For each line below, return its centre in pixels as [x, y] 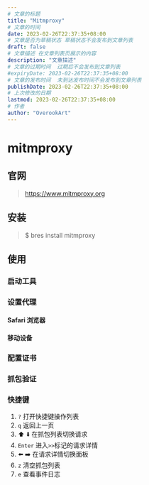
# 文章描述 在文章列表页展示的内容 [52, 54]
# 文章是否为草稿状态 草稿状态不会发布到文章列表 [70, 40]
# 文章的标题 [24, 14]
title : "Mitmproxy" [36, 21]
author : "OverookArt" [39, 113]
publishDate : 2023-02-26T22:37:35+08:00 [68, 87]
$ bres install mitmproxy [60, 235]
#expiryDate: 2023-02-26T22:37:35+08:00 [68, 73]
